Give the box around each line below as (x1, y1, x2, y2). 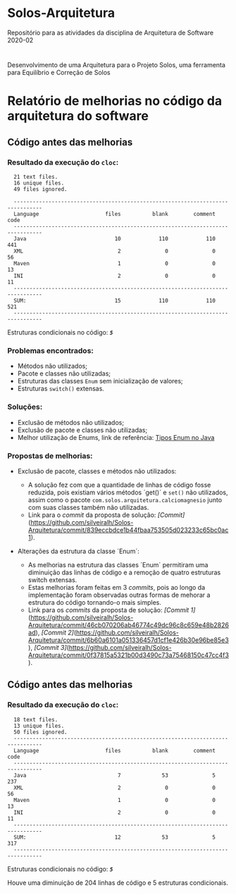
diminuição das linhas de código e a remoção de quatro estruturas (27, 568, 221, 576)
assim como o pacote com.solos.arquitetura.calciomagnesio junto (27, 495, 223, 504)
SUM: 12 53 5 (13, 833, 216, 841)
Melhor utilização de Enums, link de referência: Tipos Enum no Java (17, 433, 215, 441)
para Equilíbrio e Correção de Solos (7, 69, 111, 77)
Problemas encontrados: (7, 345, 94, 355)
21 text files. (13, 173, 58, 180)
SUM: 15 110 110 (13, 297, 216, 304)
